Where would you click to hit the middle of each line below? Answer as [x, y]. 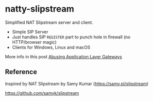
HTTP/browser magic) [34, 42]
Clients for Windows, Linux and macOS [51, 47]
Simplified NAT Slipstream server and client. [49, 22]
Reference [21, 72]
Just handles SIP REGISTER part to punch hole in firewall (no [71, 37]
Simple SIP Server [30, 32]
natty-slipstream [40, 9]
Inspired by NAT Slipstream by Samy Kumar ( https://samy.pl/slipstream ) [77, 84]
